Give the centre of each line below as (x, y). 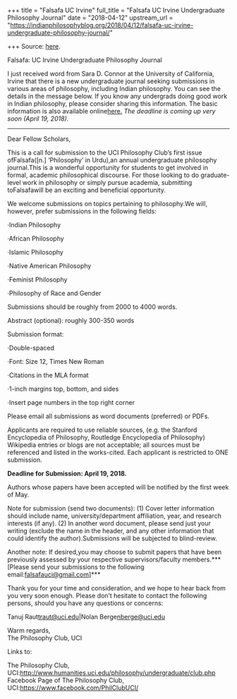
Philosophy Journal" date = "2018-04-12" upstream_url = (90, 18)
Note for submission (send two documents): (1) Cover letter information (111, 508)
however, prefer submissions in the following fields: (82, 211)
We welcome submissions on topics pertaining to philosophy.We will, (108, 203)
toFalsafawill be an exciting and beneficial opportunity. (86, 190)
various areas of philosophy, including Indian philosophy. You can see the (114, 89)
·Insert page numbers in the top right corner (71, 402)
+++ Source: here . (34, 46)
